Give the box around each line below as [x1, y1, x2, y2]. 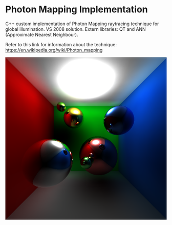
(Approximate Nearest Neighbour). [5, 31, 78, 38]
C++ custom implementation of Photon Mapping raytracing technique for [5, 21, 159, 27]
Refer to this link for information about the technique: [5, 41, 117, 47]
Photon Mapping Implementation [5, 4, 148, 15]
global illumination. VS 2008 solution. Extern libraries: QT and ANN [5, 26, 146, 32]
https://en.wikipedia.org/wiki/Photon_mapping [5, 47, 103, 53]
